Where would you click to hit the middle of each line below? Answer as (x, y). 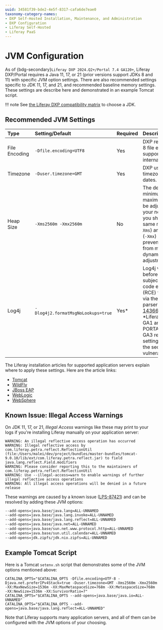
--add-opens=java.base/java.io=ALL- (107, 596)
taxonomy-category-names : (31, 14)
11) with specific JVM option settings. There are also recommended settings (81, 79)
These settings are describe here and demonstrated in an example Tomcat (80, 90)
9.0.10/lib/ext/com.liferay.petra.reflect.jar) (54, 458)
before (150, 274)
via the (150, 299)
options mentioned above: (31, 569)
